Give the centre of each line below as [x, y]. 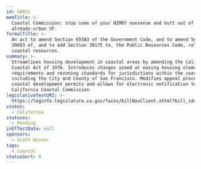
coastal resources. [36, 51]
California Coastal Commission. [52, 90]
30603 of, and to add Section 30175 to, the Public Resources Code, [99, 46]
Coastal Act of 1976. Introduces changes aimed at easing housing [96, 67]
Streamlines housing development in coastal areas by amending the [98, 62]
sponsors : [19, 135]
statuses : [19, 117]
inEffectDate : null [31, 129]
